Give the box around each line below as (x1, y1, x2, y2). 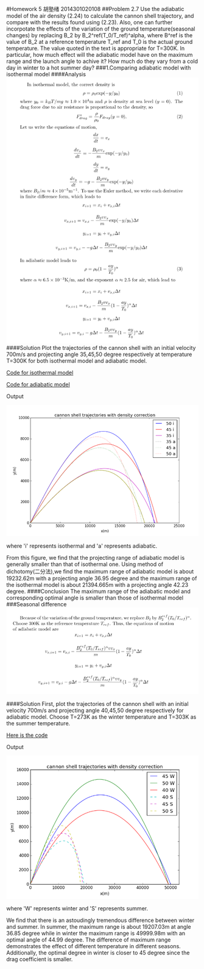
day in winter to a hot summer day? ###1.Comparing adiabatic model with (6, 64, 191, 71)
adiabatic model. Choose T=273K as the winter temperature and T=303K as (6, 713, 197, 720)
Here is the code (6, 731, 48, 739)
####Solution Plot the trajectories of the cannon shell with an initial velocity (6, 344, 196, 352)
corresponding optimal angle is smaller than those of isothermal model (6, 594, 184, 601)
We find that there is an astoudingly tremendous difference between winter (6, 916, 195, 924)
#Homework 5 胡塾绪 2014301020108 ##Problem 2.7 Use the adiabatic (6, 5, 185, 12)
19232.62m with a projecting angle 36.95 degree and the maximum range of (6, 575, 197, 582)
